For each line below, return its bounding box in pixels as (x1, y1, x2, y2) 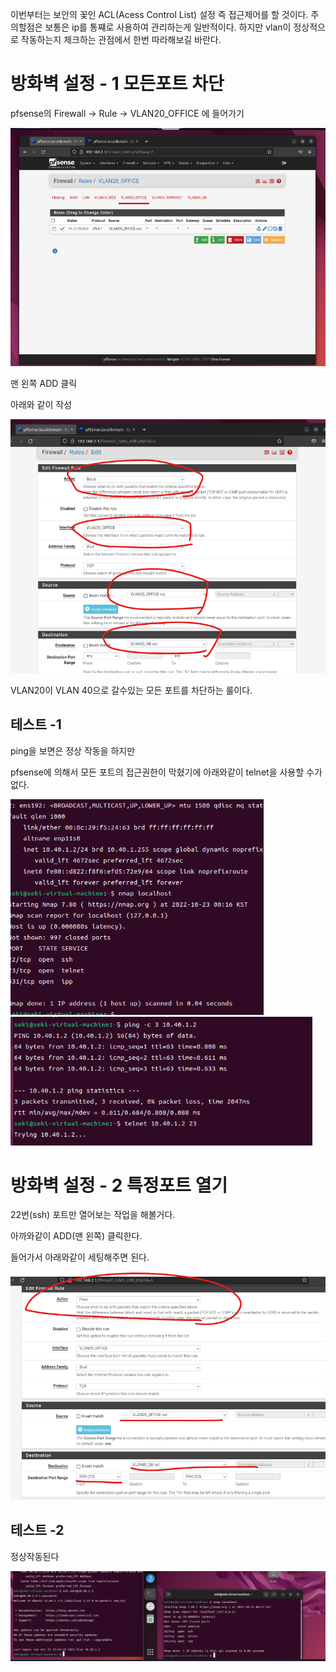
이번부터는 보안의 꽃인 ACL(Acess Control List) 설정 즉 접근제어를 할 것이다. (10, 9, 309, 20)
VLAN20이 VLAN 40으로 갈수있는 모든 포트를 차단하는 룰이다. (10, 684, 253, 696)
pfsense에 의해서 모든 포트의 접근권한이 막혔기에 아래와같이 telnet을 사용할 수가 (10, 766, 323, 778)
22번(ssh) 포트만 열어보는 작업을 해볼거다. (10, 1209, 176, 1221)
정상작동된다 (10, 1550, 60, 1562)
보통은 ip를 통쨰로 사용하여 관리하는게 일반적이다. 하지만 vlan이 (44, 21, 292, 33)
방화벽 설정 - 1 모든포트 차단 (10, 73, 225, 95)
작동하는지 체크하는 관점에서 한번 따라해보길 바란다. (20, 34, 222, 45)
